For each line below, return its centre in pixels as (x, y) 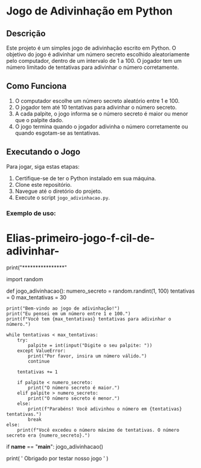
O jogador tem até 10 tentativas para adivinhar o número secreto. (96, 107)
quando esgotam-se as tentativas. (58, 133)
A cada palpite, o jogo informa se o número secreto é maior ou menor (101, 114)
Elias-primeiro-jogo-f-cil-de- (81, 238)
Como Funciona (37, 86)
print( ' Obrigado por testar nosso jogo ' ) (57, 458)
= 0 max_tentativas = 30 (37, 297)
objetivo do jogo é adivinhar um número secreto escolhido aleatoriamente (98, 54)
